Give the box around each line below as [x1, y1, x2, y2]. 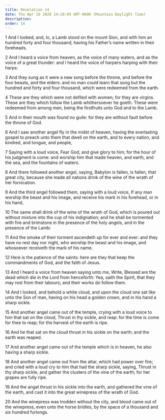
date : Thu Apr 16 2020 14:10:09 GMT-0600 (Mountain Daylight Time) [5, 12, 146, 17]
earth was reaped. [5, 334, 42, 340]
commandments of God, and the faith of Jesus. [5, 259, 101, 266]
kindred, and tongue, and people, [5, 140, 73, 146]
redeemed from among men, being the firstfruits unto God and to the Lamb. [5, 105, 158, 111]
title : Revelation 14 [5, 7, 50, 12]
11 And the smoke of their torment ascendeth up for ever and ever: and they [5, 234, 158, 240]
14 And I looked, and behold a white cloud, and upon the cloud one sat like [5, 289, 156, 295]
